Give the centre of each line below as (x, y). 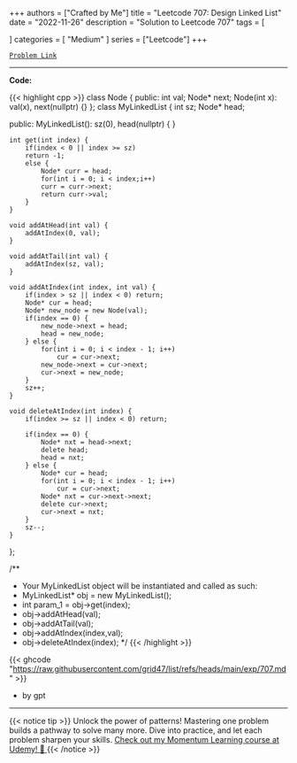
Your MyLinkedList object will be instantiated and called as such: (140, 586)
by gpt (34, 695)
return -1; (45, 156)
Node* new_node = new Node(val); (87, 311)
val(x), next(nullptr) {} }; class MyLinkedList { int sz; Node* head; (127, 107)
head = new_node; (72, 334)
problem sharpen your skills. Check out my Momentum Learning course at (145, 740)
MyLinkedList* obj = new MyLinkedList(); (97, 595)
